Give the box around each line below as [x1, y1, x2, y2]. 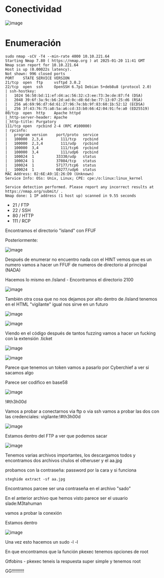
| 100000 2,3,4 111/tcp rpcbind [5, 136, 99, 141]
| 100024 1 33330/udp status [5, 154, 97, 159]
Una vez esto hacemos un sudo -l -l [5, 539, 78, 545]
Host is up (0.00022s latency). [5, 67, 72, 72]
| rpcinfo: [5, 128, 28, 133]
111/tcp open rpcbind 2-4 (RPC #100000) [5, 123, 92, 128]
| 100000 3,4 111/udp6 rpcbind [5, 149, 99, 155]
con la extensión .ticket [5, 335, 53, 342]
